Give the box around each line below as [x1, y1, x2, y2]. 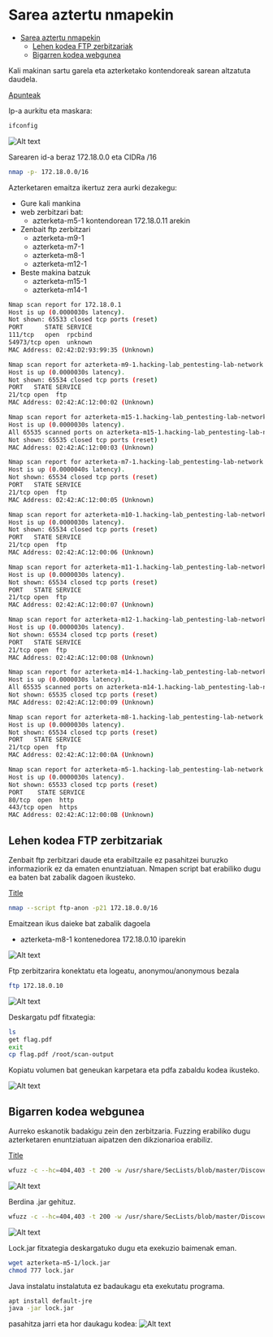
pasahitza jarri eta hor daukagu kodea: [8, 1319, 138, 1329]
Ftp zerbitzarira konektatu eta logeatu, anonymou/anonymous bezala [8, 966, 240, 976]
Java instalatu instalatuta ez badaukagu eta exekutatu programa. [8, 1281, 225, 1291]
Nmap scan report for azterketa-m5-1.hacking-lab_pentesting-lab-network [8, 766, 264, 774]
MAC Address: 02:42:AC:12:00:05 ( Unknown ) [8, 496, 154, 504]
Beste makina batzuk [19, 267, 91, 277]
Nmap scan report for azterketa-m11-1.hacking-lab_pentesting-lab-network [8, 563, 267, 571]
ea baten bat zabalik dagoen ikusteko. [8, 872, 136, 882]
